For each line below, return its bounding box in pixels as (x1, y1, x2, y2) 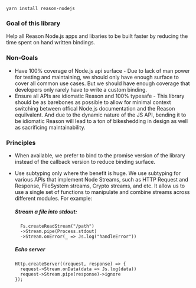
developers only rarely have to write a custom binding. (14, 86, 148, 93)
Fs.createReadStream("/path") (20, 223, 94, 229)
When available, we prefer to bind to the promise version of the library (14, 151, 185, 159)
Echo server (14, 246, 45, 253)
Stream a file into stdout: (14, 208, 78, 215)
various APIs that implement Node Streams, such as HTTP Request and (14, 176, 189, 183)
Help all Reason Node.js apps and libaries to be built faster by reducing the (6, 33, 188, 40)
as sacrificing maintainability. (14, 124, 86, 131)
